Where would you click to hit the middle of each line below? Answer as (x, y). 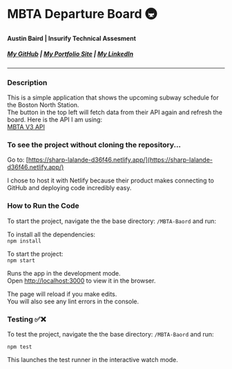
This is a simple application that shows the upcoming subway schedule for (113, 97)
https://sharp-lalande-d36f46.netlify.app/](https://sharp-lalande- (120, 160)
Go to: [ (18, 160)
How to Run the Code (43, 206)
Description (27, 82)
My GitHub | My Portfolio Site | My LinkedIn (70, 54)
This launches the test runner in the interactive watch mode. (93, 359)
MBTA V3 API (26, 127)
